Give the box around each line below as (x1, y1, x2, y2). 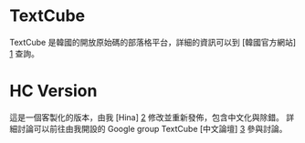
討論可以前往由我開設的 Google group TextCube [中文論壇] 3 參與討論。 (16, 123, 288, 134)
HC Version (9, 81, 98, 101)
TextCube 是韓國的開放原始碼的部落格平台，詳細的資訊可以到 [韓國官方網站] (9, 36, 297, 47)
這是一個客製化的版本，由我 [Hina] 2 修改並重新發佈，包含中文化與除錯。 (9, 111, 285, 123)
